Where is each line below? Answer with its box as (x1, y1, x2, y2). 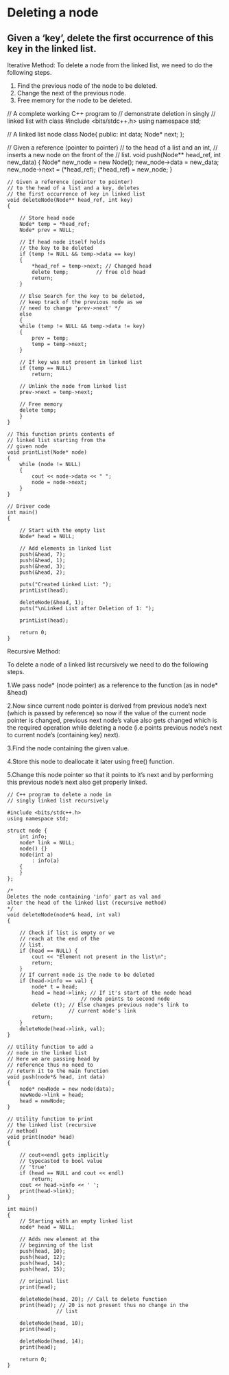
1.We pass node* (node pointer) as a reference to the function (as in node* (7, 681, 218, 689)
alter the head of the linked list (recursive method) (7, 899, 167, 906)
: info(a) (32, 857, 60, 864)
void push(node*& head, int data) (7, 1074, 106, 1081)
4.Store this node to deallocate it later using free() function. (7, 757, 175, 765)
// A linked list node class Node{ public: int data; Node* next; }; (7, 130, 185, 138)
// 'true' (19, 1164, 48, 1170)
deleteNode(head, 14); (19, 1338, 84, 1345)
